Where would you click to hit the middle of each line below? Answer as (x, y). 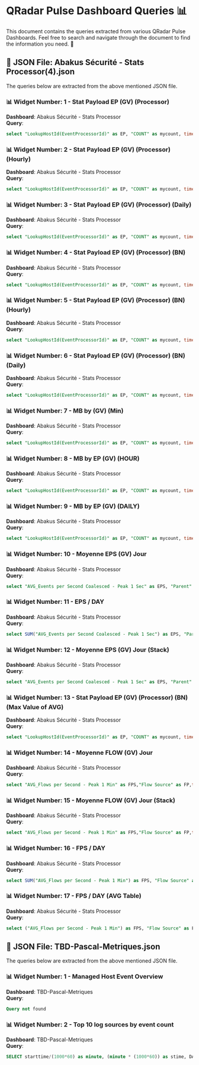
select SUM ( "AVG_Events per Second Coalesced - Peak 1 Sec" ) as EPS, (94, 634)
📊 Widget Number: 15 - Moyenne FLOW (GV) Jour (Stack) (91, 800)
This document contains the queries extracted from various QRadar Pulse (96, 31)
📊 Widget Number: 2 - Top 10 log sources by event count (90, 1024)
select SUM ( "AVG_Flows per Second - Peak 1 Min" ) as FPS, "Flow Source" (98, 880)
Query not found (26, 1009)
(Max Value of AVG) (35, 707)
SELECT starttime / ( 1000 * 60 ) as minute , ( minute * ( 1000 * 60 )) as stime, (96, 1057)
